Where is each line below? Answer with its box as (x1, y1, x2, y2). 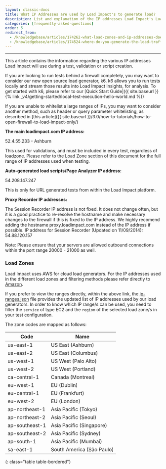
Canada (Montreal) (51, 374, 95, 381)
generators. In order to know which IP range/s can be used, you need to (5, 301, 152, 307)
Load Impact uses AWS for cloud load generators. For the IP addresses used (5, 271, 161, 277)
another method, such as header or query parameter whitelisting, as (5, 108, 144, 114)
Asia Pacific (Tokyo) (51, 406, 98, 413)
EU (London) (51, 398, 81, 405)
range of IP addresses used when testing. (5, 158, 90, 164)
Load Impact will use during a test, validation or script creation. (5, 63, 133, 69)
